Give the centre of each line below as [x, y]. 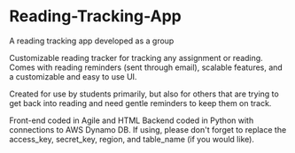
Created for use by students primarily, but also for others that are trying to [144, 94]
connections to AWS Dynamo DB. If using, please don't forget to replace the [148, 129]
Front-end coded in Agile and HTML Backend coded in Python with [132, 120]
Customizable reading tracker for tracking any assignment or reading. [136, 57]
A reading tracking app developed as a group [92, 41]
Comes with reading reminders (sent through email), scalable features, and [146, 67]
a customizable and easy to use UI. [73, 76]
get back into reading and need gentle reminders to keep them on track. [140, 103]
